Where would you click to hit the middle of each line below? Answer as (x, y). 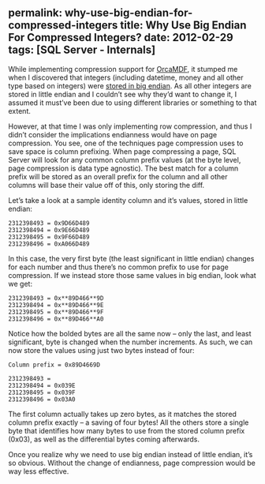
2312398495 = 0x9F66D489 (49, 237)
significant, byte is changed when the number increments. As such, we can (131, 342)
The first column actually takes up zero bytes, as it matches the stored (122, 414)
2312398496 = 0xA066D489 (49, 244)
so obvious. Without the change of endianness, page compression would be (132, 463)
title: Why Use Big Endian (183, 26)
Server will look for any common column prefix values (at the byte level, (125, 159)
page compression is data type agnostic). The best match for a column (123, 168)
